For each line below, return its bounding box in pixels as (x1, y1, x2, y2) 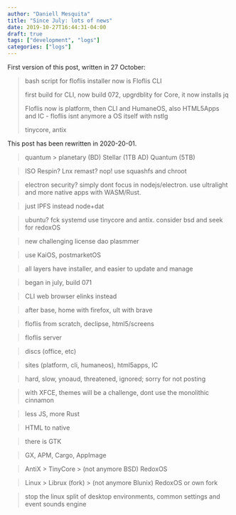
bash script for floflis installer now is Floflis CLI (24, 77, 162, 85)
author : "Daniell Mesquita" (7, 10, 91, 18)
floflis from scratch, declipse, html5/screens (24, 320, 154, 327)
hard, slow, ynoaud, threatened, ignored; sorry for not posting (24, 374, 206, 383)
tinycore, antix (24, 126, 67, 134)
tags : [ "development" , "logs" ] (7, 37, 100, 44)
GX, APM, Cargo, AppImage (24, 451, 107, 459)
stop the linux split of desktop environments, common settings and (24, 492, 220, 501)
